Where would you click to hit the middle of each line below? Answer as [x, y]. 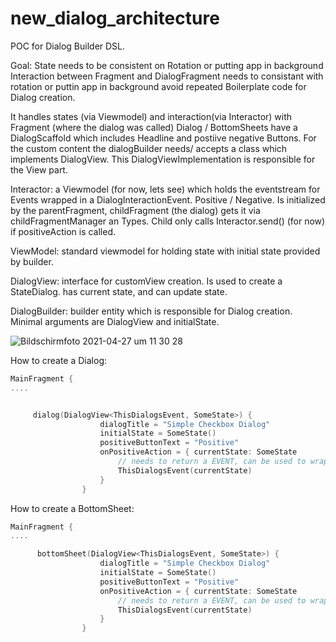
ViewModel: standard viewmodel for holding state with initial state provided [165, 251]
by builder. [32, 261]
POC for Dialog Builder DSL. [68, 46]
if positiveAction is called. [63, 231]
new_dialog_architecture [115, 18]
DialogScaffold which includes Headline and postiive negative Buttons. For [163, 138]
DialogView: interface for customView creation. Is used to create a [146, 281]
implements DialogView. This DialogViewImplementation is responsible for [163, 159]
